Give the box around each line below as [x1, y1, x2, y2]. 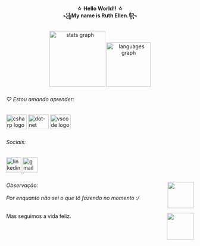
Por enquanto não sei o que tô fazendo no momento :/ [6, 194, 140, 201]
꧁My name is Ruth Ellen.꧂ [63, 12, 137, 19]
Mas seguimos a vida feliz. [6, 213, 71, 220]
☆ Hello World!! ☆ [76, 5, 124, 12]
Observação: [6, 182, 39, 189]
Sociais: [6, 138, 26, 145]
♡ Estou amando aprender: [6, 96, 74, 103]
